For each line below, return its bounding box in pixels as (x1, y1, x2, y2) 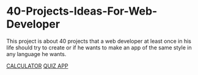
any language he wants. (6, 50, 67, 57)
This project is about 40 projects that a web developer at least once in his (6, 37, 191, 45)
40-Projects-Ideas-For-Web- (6, 4, 158, 18)
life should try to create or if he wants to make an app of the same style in (6, 44, 192, 51)
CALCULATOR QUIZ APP (6, 62, 68, 70)
